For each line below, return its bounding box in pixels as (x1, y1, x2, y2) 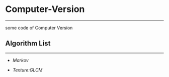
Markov (12, 57, 29, 63)
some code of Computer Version (5, 24, 73, 30)
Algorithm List (5, 39, 51, 48)
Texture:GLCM (12, 66, 43, 73)
